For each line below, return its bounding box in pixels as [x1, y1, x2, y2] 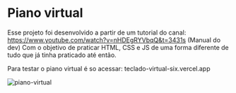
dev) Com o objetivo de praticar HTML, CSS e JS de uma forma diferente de [7, 43, 229, 51]
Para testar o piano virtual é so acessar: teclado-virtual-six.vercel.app [7, 64, 211, 73]
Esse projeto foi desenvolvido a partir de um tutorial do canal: [7, 28, 187, 37]
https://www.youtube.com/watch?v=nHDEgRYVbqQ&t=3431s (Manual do [7, 35, 221, 44]
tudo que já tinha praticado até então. [7, 51, 117, 59]
